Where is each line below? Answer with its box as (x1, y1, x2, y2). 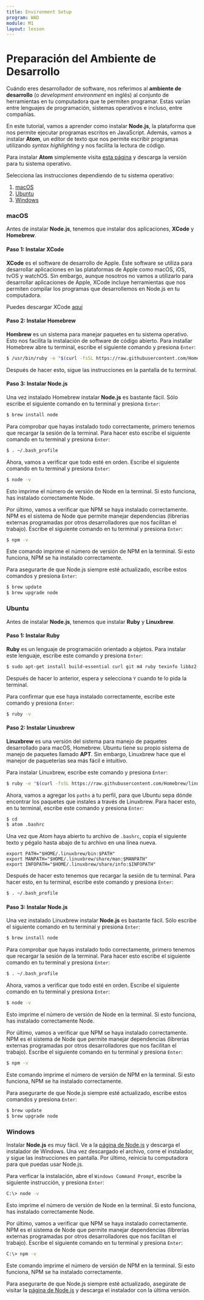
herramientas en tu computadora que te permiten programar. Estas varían (6, 98, 191, 105)
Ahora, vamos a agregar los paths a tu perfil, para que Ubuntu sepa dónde (6, 791, 192, 799)
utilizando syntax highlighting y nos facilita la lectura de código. (6, 142, 166, 149)
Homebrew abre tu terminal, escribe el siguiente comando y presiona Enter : (6, 344, 196, 351)
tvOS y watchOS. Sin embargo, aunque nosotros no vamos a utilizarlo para (6, 272, 194, 279)
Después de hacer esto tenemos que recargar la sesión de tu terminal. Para (6, 872, 195, 879)
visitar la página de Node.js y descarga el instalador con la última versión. (6, 1286, 191, 1293)
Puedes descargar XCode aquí (6, 303, 83, 310)
